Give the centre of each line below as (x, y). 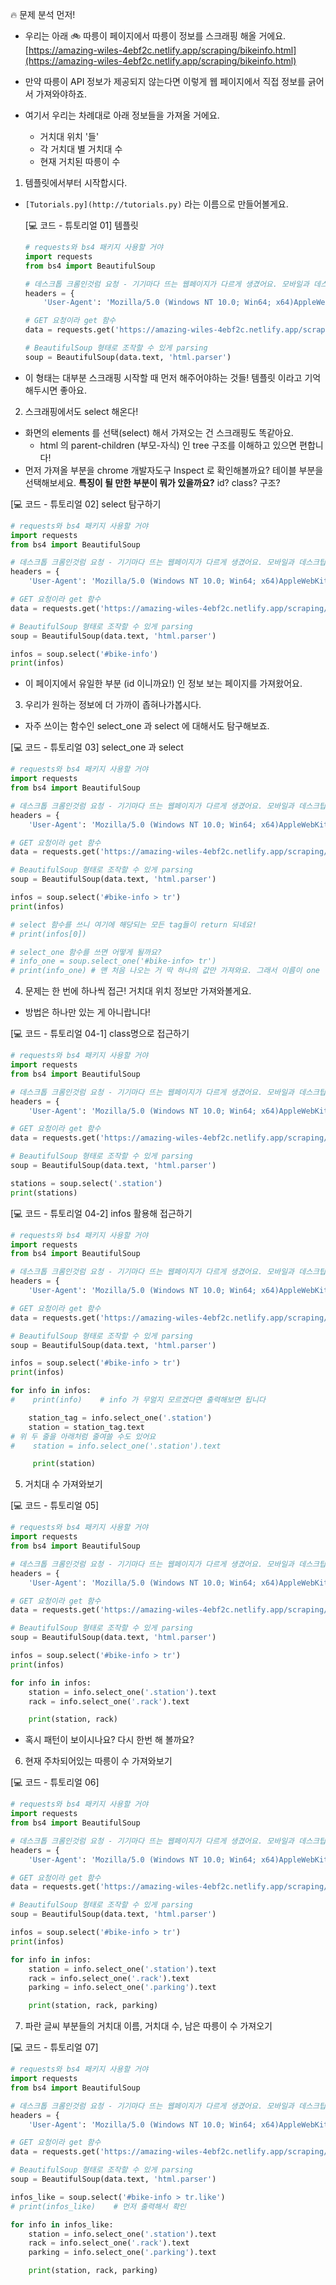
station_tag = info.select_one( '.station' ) (120, 1418)
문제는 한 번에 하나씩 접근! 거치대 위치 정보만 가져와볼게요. (138, 991)
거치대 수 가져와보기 (63, 1484)
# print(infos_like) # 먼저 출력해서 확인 (98, 2206)
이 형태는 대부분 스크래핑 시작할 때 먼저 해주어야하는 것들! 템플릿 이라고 (163, 377)
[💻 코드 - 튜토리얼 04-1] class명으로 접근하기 (100, 1034)
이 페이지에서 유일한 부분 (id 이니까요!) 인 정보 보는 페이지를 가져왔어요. (163, 684)
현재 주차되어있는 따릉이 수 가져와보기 (98, 1761)
